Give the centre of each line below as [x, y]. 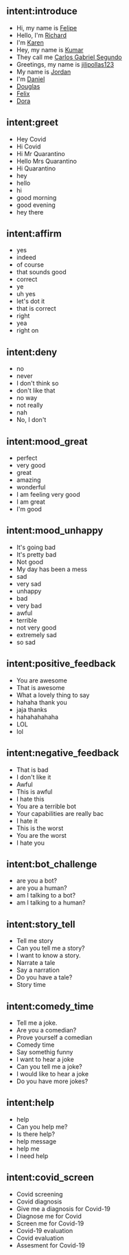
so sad [26, 642]
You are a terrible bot [46, 806]
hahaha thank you [42, 702]
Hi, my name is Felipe [47, 27]
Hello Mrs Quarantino [46, 161]
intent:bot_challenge [52, 864]
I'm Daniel [31, 79]
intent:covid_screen [50, 1178]
